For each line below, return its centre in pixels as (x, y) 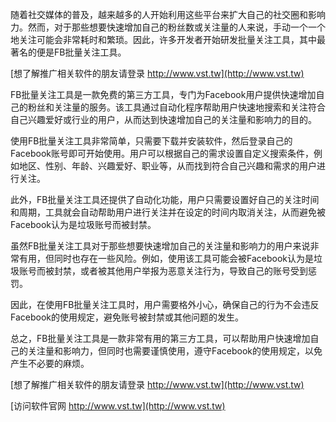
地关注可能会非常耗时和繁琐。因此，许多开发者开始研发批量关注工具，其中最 (168, 39)
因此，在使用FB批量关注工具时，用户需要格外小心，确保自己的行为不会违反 (165, 304)
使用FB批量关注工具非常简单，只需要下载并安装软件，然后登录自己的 (151, 141)
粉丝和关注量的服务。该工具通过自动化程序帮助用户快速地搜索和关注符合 (176, 107)
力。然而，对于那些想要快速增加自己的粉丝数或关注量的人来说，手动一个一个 (168, 27)
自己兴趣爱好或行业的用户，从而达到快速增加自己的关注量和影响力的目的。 (163, 119)
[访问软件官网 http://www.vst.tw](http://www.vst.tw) (118, 406)
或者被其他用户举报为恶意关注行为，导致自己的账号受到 (193, 271)
